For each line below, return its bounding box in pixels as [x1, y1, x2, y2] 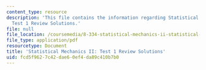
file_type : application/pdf [6, 37, 78, 43]
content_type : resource [6, 9, 67, 15]
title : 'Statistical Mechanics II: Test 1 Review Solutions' [6, 49, 166, 55]
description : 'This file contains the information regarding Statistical [6, 15, 199, 21]
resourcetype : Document [6, 43, 67, 49]
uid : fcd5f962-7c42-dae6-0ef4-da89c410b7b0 [6, 54, 120, 60]
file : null [6, 26, 34, 32]
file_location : [6, 32, 45, 38]
